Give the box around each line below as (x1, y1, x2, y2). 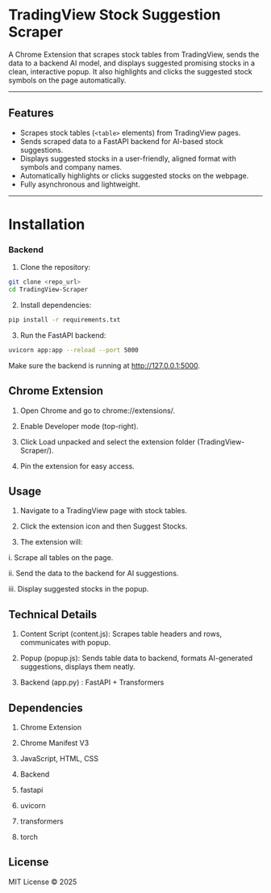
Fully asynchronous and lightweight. (19, 179, 141, 189)
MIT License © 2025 (8, 877, 77, 887)
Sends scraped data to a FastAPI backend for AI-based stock (19, 136, 224, 146)
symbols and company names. (19, 162, 123, 171)
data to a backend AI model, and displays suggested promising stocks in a (8, 58, 256, 68)
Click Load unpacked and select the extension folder (19, 436, 196, 446)
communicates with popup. (19, 638, 111, 647)
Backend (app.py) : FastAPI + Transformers (19, 677, 165, 688)
